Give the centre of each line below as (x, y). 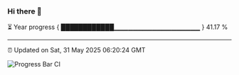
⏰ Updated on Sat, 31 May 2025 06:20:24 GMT (76, 50)
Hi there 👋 (25, 11)
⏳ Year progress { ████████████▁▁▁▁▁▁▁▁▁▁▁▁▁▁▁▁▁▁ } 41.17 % (118, 27)
